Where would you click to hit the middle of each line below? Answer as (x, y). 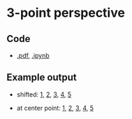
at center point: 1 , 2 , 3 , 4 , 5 (55, 108)
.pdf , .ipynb (33, 55)
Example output (42, 77)
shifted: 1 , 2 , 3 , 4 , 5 (44, 94)
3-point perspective (66, 13)
